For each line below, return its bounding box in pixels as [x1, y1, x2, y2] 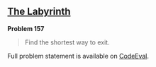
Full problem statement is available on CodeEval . [7, 51, 150, 60]
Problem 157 [7, 24, 45, 32]
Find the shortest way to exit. [24, 38, 110, 47]
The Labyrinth [7, 6, 71, 18]
